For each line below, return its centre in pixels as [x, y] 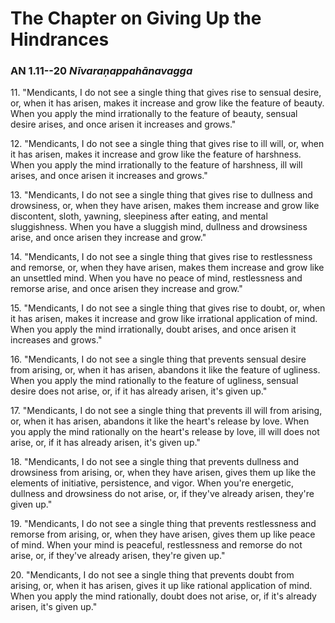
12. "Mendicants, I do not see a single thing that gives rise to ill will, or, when [167, 144]
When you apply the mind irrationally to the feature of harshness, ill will [156, 165]
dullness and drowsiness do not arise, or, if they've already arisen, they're [162, 494]
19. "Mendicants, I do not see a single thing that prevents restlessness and [163, 524]
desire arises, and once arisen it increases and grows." [123, 124]
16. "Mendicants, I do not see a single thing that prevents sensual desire [158, 359]
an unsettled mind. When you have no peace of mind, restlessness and [156, 278]
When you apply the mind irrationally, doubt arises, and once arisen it [153, 329]
